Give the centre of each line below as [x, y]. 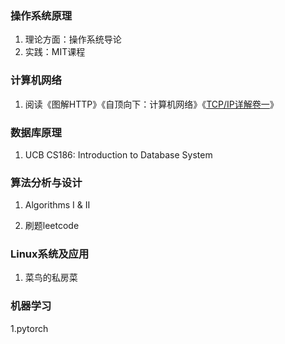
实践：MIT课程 [55, 52]
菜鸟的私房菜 [51, 278]
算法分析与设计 [46, 182]
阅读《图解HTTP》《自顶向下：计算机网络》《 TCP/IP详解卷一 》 [151, 104]
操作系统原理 [41, 15]
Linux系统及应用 [50, 254]
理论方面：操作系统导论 [73, 39]
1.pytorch [29, 328]
